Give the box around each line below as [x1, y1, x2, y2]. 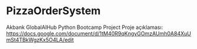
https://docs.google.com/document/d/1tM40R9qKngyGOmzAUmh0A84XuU [6, 30, 191, 37]
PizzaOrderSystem [6, 4, 101, 18]
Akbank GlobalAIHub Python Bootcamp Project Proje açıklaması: [6, 24, 163, 31]
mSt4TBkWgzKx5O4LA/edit [6, 36, 74, 43]
